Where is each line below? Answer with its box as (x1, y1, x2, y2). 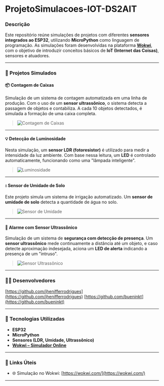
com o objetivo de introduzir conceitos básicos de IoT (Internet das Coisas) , (5, 48, 159, 53)
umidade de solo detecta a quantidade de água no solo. (5, 199, 118, 205)
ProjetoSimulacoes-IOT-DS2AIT (5, 3, 137, 15)
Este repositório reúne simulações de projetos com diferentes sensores (5, 32, 149, 38)
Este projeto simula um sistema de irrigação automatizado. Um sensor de (5, 194, 153, 200)
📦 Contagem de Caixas (5, 82, 54, 88)
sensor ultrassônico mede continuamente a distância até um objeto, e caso (5, 241, 158, 246)
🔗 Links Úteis (5, 359, 37, 366)
